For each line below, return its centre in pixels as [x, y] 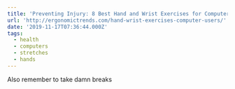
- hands [25, 60]
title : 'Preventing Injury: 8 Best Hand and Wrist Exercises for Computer [119, 14]
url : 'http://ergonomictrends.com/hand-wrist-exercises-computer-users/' [117, 20]
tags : [15, 33]
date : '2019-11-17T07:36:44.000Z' [58, 27]
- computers [31, 46]
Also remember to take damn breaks [60, 79]
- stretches [31, 53]
